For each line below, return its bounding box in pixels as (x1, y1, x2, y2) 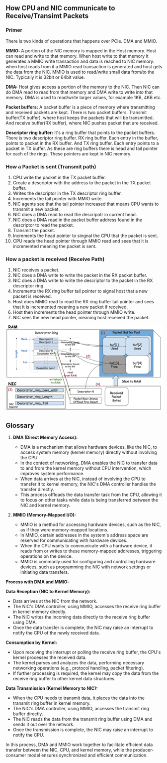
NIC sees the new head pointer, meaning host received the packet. (12, 315, 150, 321)
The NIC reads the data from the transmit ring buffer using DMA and (12, 716, 153, 722)
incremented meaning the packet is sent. (12, 243, 97, 249)
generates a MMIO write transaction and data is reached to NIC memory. (5, 58, 155, 64)
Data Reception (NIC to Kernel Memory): (5, 589, 91, 595)
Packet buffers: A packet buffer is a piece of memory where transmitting (5, 104, 156, 110)
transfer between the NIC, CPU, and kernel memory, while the (5, 747, 132, 753)
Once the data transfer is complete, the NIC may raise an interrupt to (12, 625, 154, 631)
